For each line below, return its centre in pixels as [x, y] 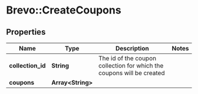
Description [132, 48]
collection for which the [131, 66]
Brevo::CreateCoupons [64, 10]
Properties [26, 32]
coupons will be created [131, 73]
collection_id [27, 66]
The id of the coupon [127, 58]
